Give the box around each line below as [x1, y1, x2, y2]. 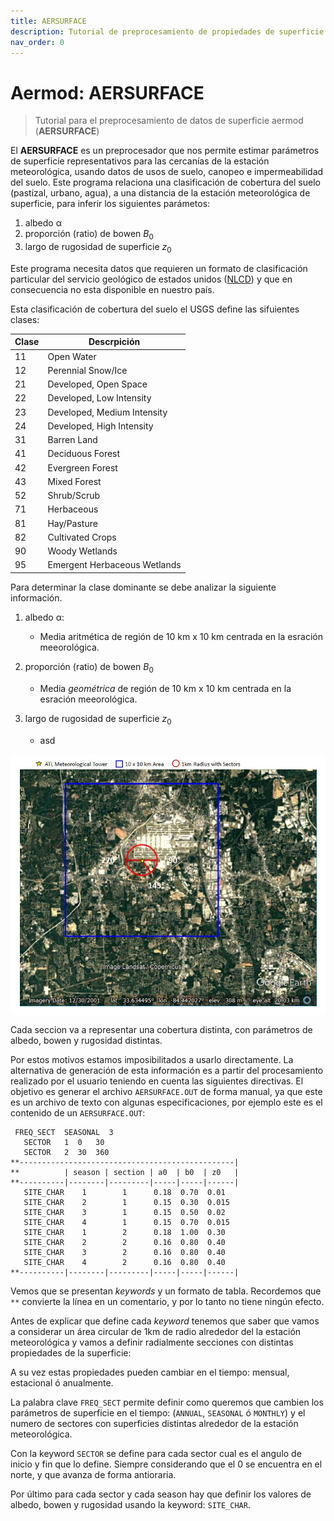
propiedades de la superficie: [10, 1346, 132, 1359]
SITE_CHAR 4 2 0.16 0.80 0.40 [23, 1257, 226, 1267]
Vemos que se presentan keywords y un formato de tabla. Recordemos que [10, 1285, 322, 1297]
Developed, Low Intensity [47, 392, 152, 404]
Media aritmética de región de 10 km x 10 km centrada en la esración [39, 630, 323, 642]
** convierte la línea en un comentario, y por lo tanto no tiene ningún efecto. [10, 1295, 325, 1307]
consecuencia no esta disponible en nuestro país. [10, 283, 215, 295]
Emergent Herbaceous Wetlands [47, 559, 182, 571]
